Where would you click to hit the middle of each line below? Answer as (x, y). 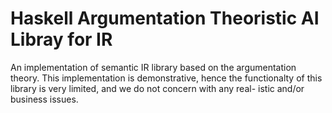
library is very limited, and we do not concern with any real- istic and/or (157, 88)
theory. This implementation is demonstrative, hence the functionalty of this (166, 78)
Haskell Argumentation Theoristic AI (165, 18)
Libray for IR (61, 39)
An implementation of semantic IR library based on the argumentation (153, 67)
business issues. (44, 99)
